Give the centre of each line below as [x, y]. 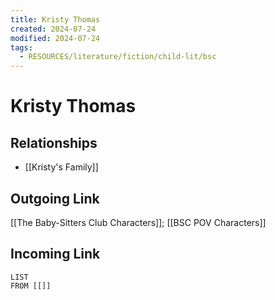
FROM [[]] [31, 286]
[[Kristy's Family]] [61, 167]
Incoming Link [55, 254]
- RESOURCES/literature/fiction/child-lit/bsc [118, 57]
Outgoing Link [55, 198]
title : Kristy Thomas [55, 19]
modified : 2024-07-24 [55, 38]
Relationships [54, 142]
